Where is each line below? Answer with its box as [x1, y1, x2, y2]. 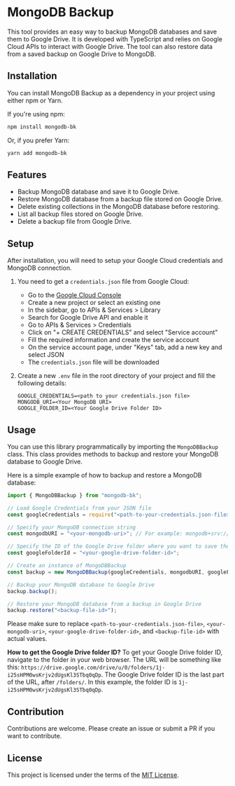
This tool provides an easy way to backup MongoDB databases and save [7, 27, 218, 36]
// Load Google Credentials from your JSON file [7, 504, 152, 512]
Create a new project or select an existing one [27, 299, 161, 307]
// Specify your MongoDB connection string [7, 524, 136, 531]
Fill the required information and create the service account [27, 336, 199, 344]
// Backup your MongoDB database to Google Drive [7, 581, 155, 588]
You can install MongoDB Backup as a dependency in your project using [7, 88, 215, 97]
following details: [17, 379, 66, 388]
